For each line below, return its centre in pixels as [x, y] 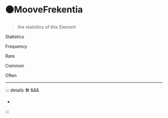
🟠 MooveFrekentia [44, 10]
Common [14, 65]
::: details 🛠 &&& [22, 90]
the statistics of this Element [46, 27]
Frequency [16, 46]
